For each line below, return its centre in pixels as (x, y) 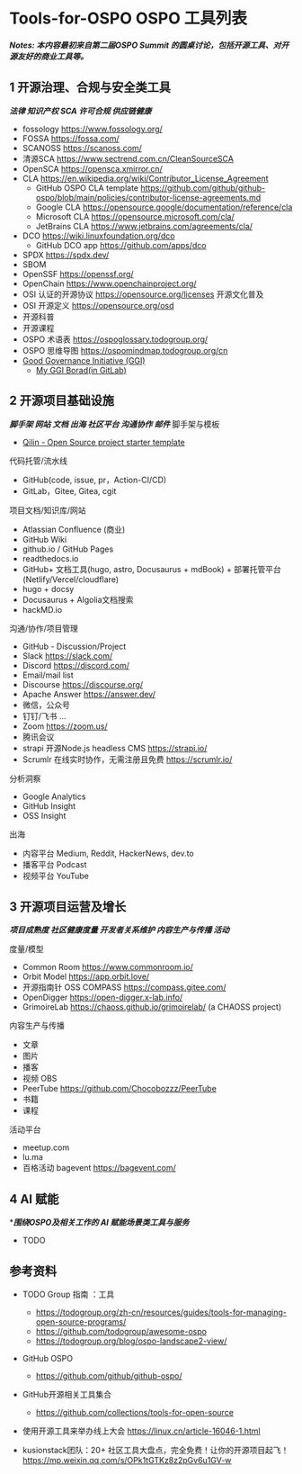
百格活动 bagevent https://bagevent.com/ (99, 1168)
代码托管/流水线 (39, 461)
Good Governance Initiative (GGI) (84, 360)
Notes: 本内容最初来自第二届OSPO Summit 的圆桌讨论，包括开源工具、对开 (149, 45)
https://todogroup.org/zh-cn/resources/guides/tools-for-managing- (161, 1312)
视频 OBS (40, 1079)
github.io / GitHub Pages (68, 549)
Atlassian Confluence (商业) (74, 529)
